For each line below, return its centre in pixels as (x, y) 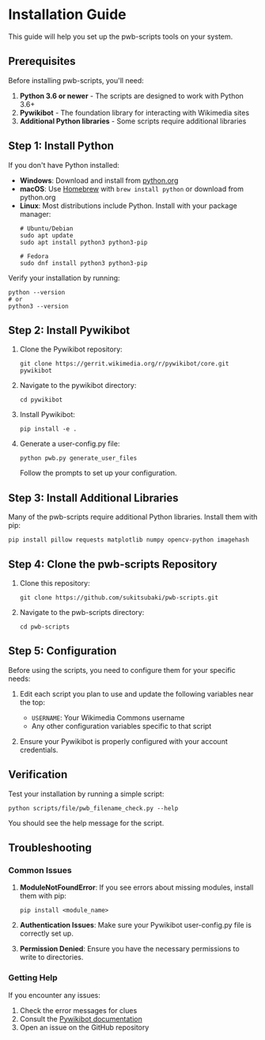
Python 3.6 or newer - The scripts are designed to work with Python (131, 96)
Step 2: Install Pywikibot (69, 330)
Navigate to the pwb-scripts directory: (82, 612)
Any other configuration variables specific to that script (121, 726)
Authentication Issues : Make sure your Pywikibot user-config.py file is (135, 925)
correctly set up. (46, 934)
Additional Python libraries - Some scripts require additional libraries (133, 121)
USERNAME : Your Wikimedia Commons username (108, 717)
